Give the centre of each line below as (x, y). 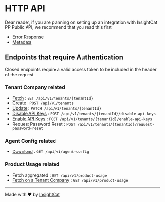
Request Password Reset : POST (44, 124)
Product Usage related (32, 164)
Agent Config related (31, 141)
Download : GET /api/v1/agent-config (51, 151)
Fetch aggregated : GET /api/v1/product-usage (59, 175)
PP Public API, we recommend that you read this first (58, 27)
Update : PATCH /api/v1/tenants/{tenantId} (57, 108)
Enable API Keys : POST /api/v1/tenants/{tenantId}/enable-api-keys (82, 119)
